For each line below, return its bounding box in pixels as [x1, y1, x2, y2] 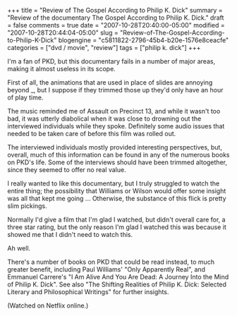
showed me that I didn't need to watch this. [7, 231, 133, 238]
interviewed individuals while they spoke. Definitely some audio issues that [7, 122, 225, 130]
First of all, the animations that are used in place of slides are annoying [7, 78, 213, 87]
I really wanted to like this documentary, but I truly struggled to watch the [7, 179, 220, 188]
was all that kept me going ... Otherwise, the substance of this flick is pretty [7, 194, 227, 202]
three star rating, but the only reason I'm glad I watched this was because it [7, 223, 227, 231]
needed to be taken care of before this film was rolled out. [7, 130, 176, 138]
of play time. [7, 93, 44, 102]
